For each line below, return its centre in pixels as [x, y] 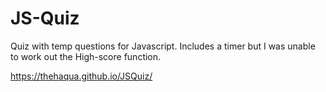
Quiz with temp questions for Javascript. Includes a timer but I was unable [163, 46]
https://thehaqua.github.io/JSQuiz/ [81, 76]
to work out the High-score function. [86, 56]
